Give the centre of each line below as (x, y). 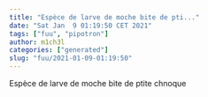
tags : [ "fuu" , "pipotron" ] (59, 34)
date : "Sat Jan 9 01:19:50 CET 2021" (81, 26)
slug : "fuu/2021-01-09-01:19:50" (71, 58)
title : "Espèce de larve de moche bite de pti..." (104, 17)
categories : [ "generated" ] (59, 50)
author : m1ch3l (37, 42)
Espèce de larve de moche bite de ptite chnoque (98, 83)
